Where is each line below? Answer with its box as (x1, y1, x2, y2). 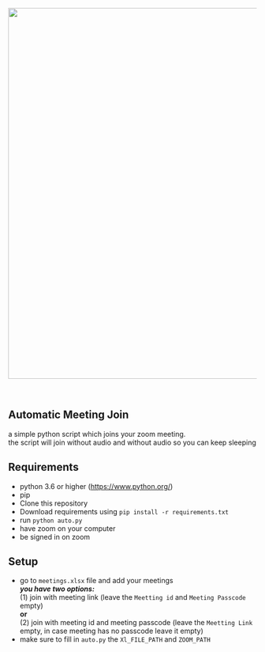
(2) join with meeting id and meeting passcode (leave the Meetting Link (19, 618, 253, 627)
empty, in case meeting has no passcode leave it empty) (19, 626, 203, 636)
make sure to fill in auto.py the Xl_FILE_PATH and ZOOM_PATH (19, 635, 211, 644)
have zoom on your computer (19, 523, 116, 533)
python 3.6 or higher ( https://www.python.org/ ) (19, 481, 174, 491)
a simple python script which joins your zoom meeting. (8, 429, 186, 438)
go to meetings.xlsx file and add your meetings (19, 576, 174, 586)
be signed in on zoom (19, 532, 91, 541)
